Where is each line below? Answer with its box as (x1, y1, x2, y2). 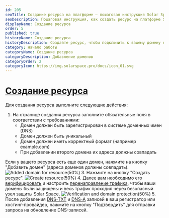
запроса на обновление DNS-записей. (5, 207, 88, 213)
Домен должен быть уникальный (20, 133, 92, 139)
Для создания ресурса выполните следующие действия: (5, 102, 128, 108)
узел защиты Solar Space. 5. (5, 191, 156, 197)
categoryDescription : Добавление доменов (5, 54, 94, 59)
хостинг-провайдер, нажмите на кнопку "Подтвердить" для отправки (5, 202, 155, 208)
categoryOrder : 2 (5, 59, 42, 64)
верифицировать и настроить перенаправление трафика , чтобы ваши (5, 180, 156, 186)
